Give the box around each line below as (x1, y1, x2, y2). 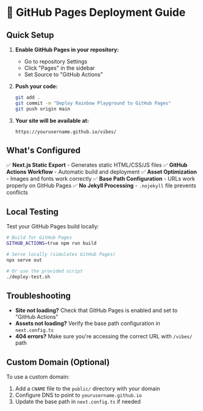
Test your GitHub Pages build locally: (6, 223, 99, 230)
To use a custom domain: (6, 373, 70, 380)
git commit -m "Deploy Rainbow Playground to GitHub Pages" (15, 100, 171, 106)
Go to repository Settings (24, 58, 88, 65)
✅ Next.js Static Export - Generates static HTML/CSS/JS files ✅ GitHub (6, 161, 188, 169)
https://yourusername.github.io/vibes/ (15, 128, 117, 135)
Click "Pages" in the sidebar (24, 64, 96, 71)
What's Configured (6, 145, 81, 156)
